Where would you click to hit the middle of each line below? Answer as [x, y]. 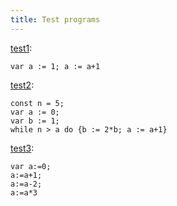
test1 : [21, 48]
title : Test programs [55, 19]
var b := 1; [35, 121]
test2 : [22, 85]
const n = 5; [37, 103]
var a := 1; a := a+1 [55, 66]
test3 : [22, 148]
